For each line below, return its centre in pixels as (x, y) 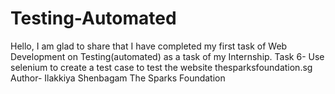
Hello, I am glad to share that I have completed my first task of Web (149, 46)
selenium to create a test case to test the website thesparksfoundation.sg (161, 67)
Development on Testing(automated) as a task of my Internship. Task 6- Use (167, 56)
